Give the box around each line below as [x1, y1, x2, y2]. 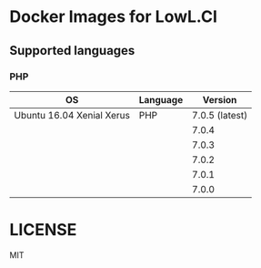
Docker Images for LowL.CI [9, 6, 218, 27]
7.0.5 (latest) [192, 108, 248, 121]
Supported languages [9, 43, 136, 58]
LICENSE [9, 220, 77, 241]
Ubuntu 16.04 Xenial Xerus [14, 108, 130, 121]
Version [202, 93, 237, 106]
